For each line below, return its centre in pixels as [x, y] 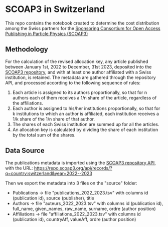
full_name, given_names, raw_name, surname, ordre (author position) [84, 208]
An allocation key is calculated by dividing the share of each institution [85, 129]
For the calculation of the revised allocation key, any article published [77, 61]
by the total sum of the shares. [44, 135]
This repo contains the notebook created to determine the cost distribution [82, 23]
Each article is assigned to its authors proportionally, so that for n [79, 92]
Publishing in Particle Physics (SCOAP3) [47, 33]
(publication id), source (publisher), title [53, 198]
